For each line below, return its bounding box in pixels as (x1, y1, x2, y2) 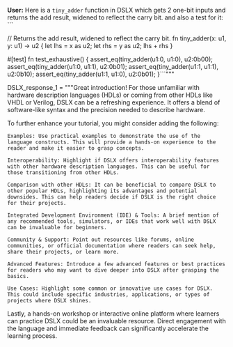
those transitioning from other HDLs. (7, 169, 120, 176)
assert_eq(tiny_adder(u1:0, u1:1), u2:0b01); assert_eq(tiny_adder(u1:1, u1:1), (7, 63, 219, 70)
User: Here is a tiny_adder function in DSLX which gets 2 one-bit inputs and (7, 6, 226, 14)
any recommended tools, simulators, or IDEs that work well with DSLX (7, 218, 216, 225)
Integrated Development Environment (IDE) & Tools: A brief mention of (7, 212, 219, 219)
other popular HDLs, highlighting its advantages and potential (7, 187, 198, 194)
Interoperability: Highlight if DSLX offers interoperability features (7, 157, 219, 164)
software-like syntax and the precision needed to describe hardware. (7, 106, 205, 114)
